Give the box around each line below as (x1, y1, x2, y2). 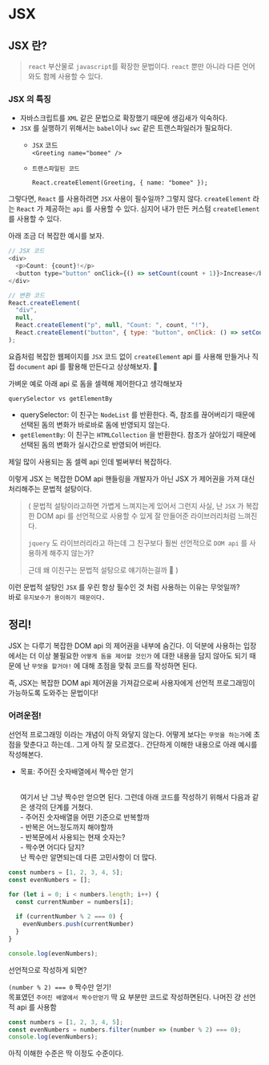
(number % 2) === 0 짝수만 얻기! (8, 982, 112, 991)
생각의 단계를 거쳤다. (28, 802, 94, 812)
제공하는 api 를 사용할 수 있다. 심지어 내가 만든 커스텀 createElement (45, 204, 260, 213)
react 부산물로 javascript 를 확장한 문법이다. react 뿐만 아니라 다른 (27, 62, 241, 71)
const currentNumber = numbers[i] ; (15, 897, 134, 906)
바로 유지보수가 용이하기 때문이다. (8, 592, 106, 601)
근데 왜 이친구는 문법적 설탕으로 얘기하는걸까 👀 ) (27, 565, 179, 574)
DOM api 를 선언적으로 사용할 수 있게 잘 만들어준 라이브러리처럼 (36, 511, 236, 520)
